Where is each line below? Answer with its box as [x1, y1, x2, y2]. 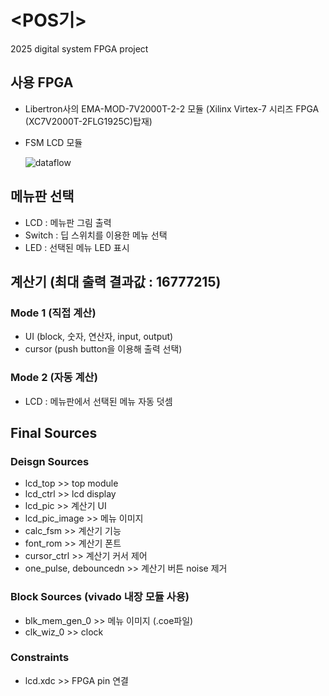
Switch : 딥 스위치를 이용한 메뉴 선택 [24, 229, 168, 241]
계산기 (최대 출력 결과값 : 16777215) [10, 273, 222, 290]
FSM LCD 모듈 [24, 136, 83, 148]
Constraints [10, 651, 70, 665]
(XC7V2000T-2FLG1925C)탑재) [24, 115, 153, 127]
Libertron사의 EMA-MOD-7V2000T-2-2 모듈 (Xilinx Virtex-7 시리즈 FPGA [24, 102, 320, 115]
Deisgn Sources [10, 454, 90, 468]
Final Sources [10, 424, 98, 441]
